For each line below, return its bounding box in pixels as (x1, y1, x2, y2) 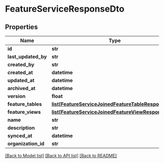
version (7, 93, 26, 99)
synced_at (7, 132, 33, 139)
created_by (7, 61, 35, 68)
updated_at (7, 77, 35, 84)
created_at (7, 69, 33, 76)
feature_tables (7, 101, 42, 108)
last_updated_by (7, 54, 47, 60)
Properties (5, 23, 38, 31)
